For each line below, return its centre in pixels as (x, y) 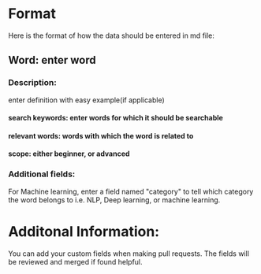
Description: (32, 83)
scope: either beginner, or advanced (69, 154)
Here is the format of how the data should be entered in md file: (112, 35)
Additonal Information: (84, 231)
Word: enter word (52, 60)
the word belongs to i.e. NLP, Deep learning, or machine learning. (114, 200)
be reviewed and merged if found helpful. (76, 261)
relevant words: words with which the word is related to (101, 135)
